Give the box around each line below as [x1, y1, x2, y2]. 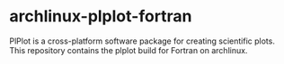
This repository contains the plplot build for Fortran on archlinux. [9, 44, 248, 55]
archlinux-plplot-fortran [9, 6, 192, 27]
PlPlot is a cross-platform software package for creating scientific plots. [9, 36, 276, 46]
